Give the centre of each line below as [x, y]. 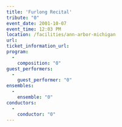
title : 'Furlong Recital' [39, 12]
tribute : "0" [23, 18]
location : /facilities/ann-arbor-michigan [61, 35]
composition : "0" [39, 63]
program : [17, 52]
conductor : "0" [37, 114]
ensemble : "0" [35, 97]
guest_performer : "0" [45, 80]
